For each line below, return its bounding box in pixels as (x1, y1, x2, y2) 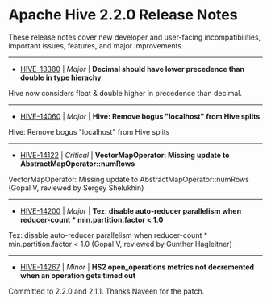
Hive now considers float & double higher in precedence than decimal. (8, 88, 242, 98)
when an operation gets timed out (19, 270, 135, 280)
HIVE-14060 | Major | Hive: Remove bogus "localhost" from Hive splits (19, 111, 261, 121)
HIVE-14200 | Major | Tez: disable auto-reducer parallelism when (19, 206, 242, 215)
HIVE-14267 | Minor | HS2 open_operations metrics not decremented (19, 262, 255, 272)
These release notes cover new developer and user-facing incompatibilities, (8, 32, 261, 42)
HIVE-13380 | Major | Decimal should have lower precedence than (19, 64, 244, 73)
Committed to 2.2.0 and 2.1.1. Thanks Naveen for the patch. (8, 286, 205, 296)
